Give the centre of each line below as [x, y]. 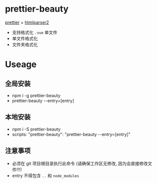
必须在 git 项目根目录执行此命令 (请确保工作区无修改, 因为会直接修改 [80, 163]
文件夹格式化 [25, 44]
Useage [21, 65]
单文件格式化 [25, 38]
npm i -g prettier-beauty [36, 95]
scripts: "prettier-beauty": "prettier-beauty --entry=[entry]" [71, 134]
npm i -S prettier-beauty [36, 129]
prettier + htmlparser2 [27, 22]
